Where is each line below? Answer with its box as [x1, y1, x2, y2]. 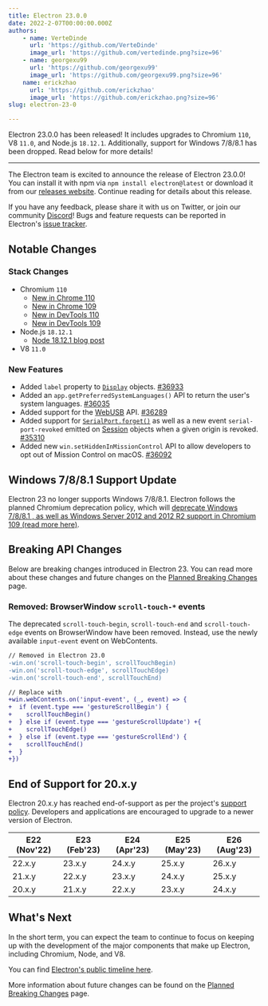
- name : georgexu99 [22, 57, 88, 65]
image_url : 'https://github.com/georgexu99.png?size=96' [29, 71, 223, 79]
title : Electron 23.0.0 [8, 11, 88, 20]
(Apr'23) [115, 845, 150, 856]
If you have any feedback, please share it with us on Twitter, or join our [8, 202, 241, 212]
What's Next [8, 911, 72, 924]
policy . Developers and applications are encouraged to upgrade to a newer [8, 807, 254, 817]
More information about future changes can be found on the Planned [8, 980, 235, 989]
